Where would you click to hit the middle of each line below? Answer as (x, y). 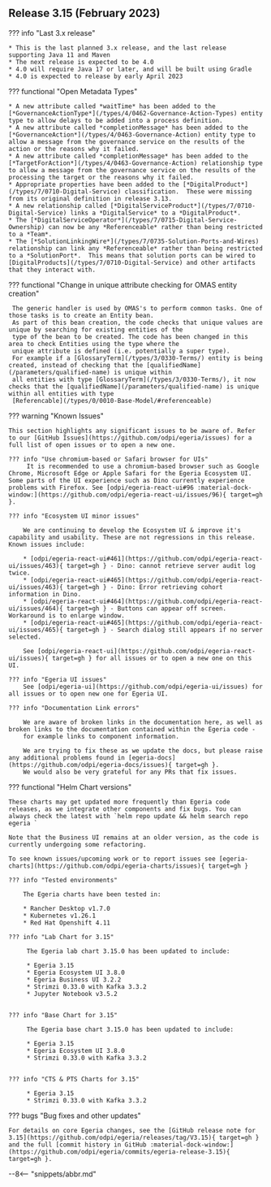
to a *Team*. (30, 234)
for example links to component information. (101, 736)
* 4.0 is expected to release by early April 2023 (96, 76)
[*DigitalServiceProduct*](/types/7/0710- (183, 206)
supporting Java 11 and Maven (60, 55)
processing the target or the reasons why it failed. (101, 177)
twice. (19, 573)
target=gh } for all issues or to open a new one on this (152, 658)
